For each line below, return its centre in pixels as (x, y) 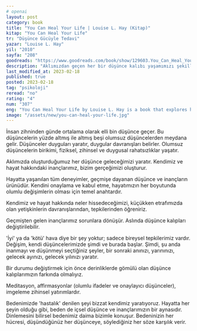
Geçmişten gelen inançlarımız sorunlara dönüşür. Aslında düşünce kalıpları (96, 221)
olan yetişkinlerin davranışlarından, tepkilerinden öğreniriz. (77, 209)
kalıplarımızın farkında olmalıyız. (45, 274)
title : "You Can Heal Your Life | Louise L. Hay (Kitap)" (78, 28)
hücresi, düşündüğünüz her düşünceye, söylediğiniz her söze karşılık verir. (96, 322)
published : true (26, 77)
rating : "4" (21, 98)
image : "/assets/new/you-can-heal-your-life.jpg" (68, 115)
